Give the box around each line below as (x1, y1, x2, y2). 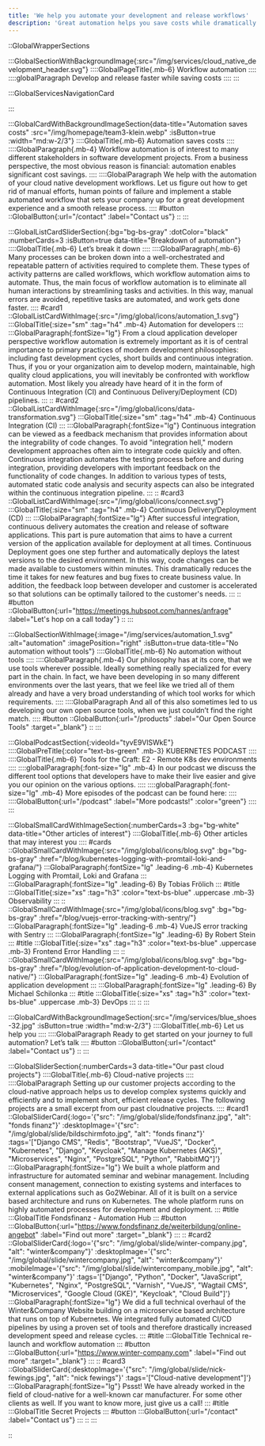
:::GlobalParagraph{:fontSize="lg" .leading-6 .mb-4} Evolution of (38, 971, 249, 981)
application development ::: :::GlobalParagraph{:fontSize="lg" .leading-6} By (8, 980, 257, 990)
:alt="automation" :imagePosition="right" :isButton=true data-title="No (8, 638, 239, 647)
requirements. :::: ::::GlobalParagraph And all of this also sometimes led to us (8, 696, 258, 706)
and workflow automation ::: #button (32, 1339, 150, 1349)
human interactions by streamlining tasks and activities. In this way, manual (8, 286, 253, 296)
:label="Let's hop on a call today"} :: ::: (8, 614, 134, 624)
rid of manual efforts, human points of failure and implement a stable (8, 186, 232, 196)
